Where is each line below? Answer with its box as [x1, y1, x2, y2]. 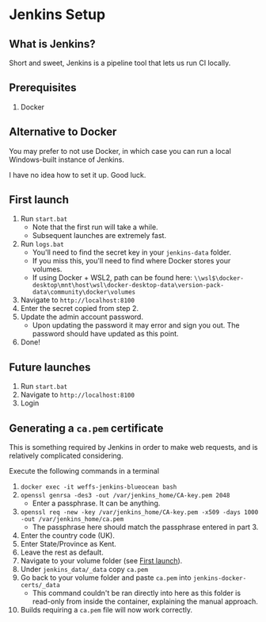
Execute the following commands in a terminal [9, 466, 160, 476]
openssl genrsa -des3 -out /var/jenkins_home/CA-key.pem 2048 [20, 492, 230, 500]
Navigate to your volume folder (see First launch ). [20, 556, 183, 566]
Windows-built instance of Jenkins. [9, 155, 125, 164]
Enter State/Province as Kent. [20, 539, 117, 549]
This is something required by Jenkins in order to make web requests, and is [9, 443, 258, 452]
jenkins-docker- [193, 574, 247, 582]
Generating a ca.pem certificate [9, 421, 164, 435]
